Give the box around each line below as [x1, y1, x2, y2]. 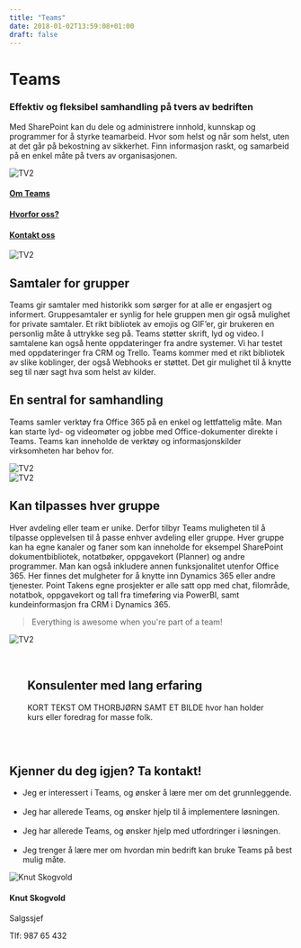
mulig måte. [22, 854, 66, 865]
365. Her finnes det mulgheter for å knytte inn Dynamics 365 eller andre [9, 570, 276, 581]
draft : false [9, 30, 58, 39]
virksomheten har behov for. [9, 445, 114, 456]
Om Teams [9, 188, 51, 199]
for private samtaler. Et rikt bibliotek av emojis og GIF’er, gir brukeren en [9, 319, 275, 330]
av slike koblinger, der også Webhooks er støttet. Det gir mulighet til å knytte [9, 357, 292, 368]
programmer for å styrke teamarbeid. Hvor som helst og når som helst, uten [9, 131, 290, 141]
